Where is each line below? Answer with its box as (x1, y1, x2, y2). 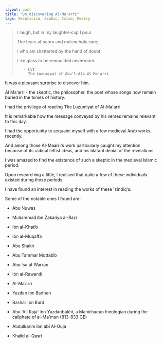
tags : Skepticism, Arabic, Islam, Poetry (5, 16, 90, 21)
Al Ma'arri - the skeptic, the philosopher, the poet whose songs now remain (5, 90, 156, 95)
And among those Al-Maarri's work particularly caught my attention (5, 143, 141, 148)
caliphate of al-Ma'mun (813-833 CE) (12, 314, 87, 320)
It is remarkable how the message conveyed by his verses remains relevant (5, 113, 156, 119)
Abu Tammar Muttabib (12, 253, 57, 258)
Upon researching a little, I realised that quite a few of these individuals (5, 172, 147, 178)
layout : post (5, 7, 32, 12)
